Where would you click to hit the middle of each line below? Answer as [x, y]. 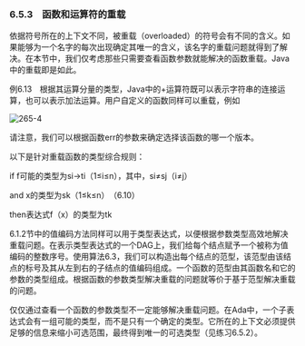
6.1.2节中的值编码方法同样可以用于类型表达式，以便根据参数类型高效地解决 [149, 234]
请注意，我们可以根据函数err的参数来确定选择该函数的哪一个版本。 [134, 137]
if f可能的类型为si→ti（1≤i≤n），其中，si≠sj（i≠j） [101, 176]
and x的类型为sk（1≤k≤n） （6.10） [75, 195]
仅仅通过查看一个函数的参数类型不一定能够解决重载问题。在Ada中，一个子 [148, 310]
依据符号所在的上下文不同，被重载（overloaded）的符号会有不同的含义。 [146, 36]
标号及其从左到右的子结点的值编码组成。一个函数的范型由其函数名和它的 [160, 268]
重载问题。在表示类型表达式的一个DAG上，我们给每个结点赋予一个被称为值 [149, 245]
